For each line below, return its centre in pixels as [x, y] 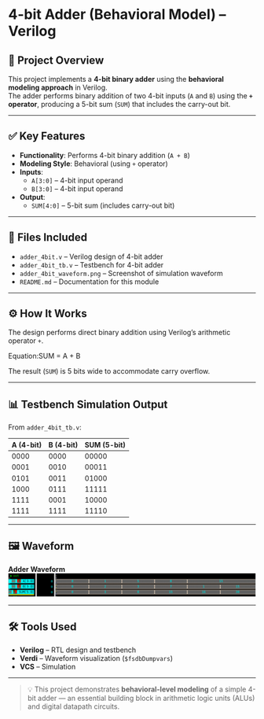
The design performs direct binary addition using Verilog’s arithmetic [119, 333]
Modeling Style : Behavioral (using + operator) [94, 164]
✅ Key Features [47, 136]
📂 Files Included [48, 238]
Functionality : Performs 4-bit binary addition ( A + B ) [105, 155]
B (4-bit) [63, 444]
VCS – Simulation [48, 666]
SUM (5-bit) [105, 444]
